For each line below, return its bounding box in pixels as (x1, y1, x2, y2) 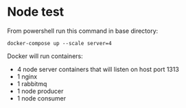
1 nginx (16, 72, 38, 81)
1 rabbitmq (16, 79, 47, 87)
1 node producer (16, 87, 64, 95)
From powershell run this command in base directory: (7, 27, 159, 35)
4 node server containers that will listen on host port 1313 (16, 65, 180, 73)
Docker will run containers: (7, 52, 84, 60)
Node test (7, 4, 65, 20)
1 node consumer (16, 94, 67, 103)
